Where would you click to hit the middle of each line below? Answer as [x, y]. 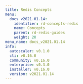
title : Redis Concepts [28, 10]
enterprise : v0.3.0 [30, 65]
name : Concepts [30, 28]
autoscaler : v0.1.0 [30, 51]
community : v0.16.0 [30, 60]
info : [11, 46]
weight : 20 [25, 38]
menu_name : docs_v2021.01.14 [35, 42]
